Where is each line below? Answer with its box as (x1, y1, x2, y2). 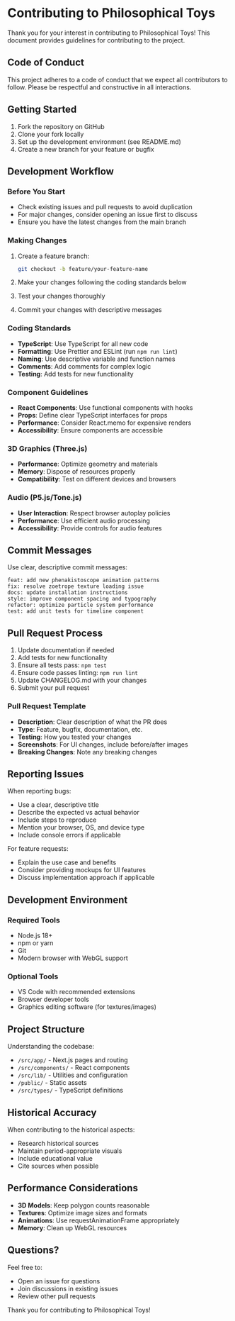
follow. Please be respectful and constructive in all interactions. (7, 83, 192, 91)
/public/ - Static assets (17, 1078, 87, 1087)
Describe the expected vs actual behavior (17, 808, 139, 817)
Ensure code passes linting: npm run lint (17, 669, 138, 677)
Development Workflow (7, 165, 115, 177)
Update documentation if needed (17, 646, 115, 654)
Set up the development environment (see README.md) (17, 137, 182, 146)
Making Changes (7, 235, 67, 245)
